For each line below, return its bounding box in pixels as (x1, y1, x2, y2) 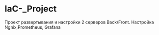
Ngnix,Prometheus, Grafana (4, 24, 61, 30)
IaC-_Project (4, 3, 57, 14)
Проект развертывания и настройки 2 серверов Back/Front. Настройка (4, 19, 154, 25)
